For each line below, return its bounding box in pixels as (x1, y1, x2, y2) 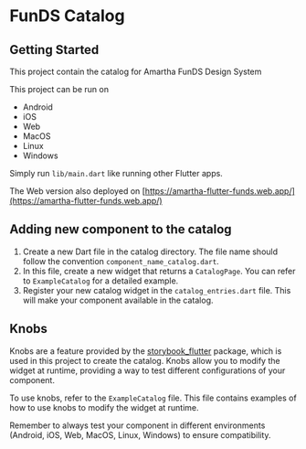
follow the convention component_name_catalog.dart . (22, 255, 219, 266)
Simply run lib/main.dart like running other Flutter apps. (9, 168, 224, 178)
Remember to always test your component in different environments (9, 420, 266, 431)
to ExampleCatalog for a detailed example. (22, 275, 179, 286)
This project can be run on (9, 84, 110, 94)
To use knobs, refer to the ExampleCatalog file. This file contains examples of (9, 392, 297, 403)
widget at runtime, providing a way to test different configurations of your (9, 365, 286, 376)
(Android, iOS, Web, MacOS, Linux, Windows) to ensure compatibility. (9, 429, 271, 440)
